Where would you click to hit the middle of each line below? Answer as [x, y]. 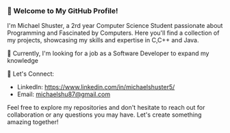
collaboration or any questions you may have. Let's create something [104, 115]
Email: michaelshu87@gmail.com [64, 94]
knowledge [23, 61]
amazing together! [33, 122]
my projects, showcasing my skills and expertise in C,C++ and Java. [103, 40]
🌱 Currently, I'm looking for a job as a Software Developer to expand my [108, 53]
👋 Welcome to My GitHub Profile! [63, 11]
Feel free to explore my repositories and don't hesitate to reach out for [106, 108]
